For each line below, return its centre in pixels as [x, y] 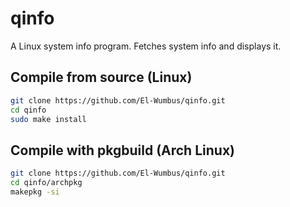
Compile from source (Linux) [101, 77]
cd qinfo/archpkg [46, 183]
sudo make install [48, 119]
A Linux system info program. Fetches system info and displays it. [146, 46]
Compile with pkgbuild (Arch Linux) [122, 150]
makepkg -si [35, 192]
